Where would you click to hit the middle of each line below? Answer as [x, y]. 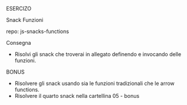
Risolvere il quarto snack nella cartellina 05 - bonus [77, 96]
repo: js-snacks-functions [38, 31]
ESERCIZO [19, 9]
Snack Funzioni [25, 20]
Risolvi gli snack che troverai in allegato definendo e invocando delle [98, 54]
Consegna [19, 43]
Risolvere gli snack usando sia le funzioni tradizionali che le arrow [95, 83]
